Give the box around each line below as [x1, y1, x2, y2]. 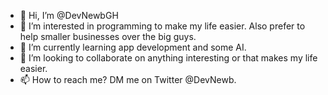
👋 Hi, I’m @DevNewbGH [19, 10, 119, 21]
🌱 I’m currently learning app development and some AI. [19, 41, 247, 53]
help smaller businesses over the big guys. [19, 31, 197, 42]
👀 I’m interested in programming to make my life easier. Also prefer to [19, 20, 306, 32]
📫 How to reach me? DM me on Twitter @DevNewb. [19, 74, 237, 85]
